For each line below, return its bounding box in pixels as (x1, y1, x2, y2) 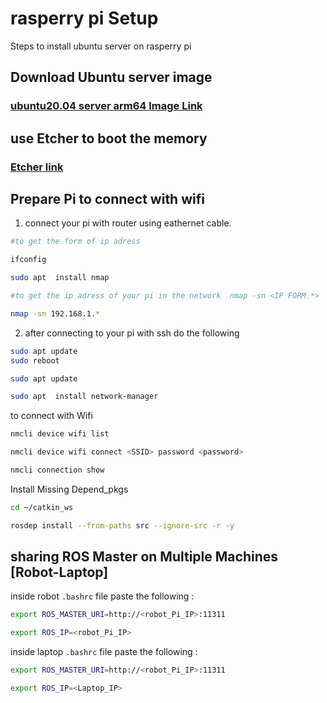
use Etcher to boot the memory (10, 130, 208, 147)
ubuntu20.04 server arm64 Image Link (10, 99, 203, 113)
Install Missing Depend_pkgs (10, 483, 129, 495)
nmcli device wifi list (10, 429, 110, 439)
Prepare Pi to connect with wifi (10, 190, 205, 207)
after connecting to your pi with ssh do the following (24, 327, 240, 339)
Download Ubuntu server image (10, 69, 213, 86)
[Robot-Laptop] (10, 564, 109, 581)
